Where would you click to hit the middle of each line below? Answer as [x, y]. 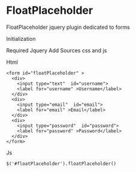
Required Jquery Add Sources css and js [57, 50]
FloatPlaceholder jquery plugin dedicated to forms [68, 27]
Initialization [21, 38]
